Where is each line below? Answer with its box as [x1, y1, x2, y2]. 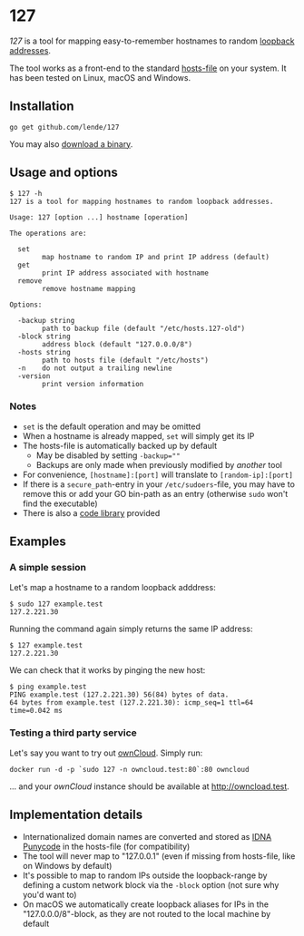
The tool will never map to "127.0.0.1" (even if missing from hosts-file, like [22, 850, 296, 862]
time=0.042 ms [9, 706, 64, 715]
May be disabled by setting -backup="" [35, 450, 181, 461]
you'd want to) [22, 889, 77, 900]
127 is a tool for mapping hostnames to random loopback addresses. [9, 197, 274, 206]
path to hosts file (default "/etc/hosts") [42, 356, 209, 365]
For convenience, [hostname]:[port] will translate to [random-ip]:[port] [22, 469, 293, 480]
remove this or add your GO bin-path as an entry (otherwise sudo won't [22, 488, 289, 499]
